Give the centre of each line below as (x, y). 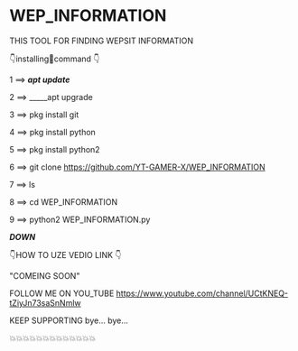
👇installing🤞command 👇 (55, 59)
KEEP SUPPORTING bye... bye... (69, 320)
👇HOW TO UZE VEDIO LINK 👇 (65, 254)
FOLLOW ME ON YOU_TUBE (62, 293)
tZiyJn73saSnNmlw (45, 302)
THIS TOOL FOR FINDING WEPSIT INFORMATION (102, 41)
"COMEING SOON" (45, 275)
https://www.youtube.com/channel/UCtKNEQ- (202, 293)
